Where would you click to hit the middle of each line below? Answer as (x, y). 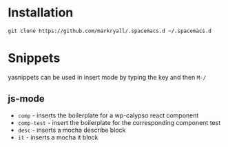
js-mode (27, 99)
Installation (41, 13)
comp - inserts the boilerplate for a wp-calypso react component (108, 115)
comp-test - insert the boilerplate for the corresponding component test (119, 122)
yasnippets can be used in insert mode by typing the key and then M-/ (107, 77)
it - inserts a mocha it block (58, 137)
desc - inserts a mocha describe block (72, 130)
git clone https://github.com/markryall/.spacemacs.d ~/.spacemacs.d (110, 31)
